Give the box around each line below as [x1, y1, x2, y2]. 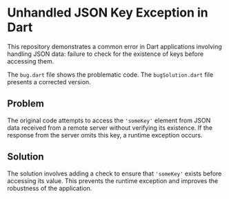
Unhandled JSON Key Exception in [7, 5, 208, 21]
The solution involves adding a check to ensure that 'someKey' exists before [7, 169, 222, 178]
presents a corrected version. [7, 77, 91, 86]
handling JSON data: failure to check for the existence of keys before [7, 50, 204, 58]
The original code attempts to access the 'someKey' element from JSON [7, 116, 211, 124]
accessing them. [7, 57, 54, 65]
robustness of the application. [7, 184, 92, 192]
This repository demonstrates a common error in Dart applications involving [7, 42, 222, 50]
